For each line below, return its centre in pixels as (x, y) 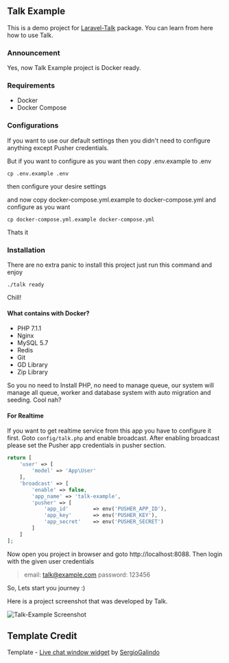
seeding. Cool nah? (34, 400)
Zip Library (32, 372)
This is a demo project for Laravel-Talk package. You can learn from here (110, 27)
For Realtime (26, 415)
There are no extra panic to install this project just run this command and (110, 265)
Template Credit (42, 636)
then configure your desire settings (57, 186)
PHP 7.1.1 (29, 328)
